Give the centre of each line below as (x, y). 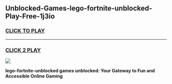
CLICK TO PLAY (25, 31)
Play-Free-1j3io (30, 17)
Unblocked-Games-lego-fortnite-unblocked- (79, 8)
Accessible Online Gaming (34, 76)
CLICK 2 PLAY (23, 50)
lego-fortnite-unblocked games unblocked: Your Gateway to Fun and (80, 70)
